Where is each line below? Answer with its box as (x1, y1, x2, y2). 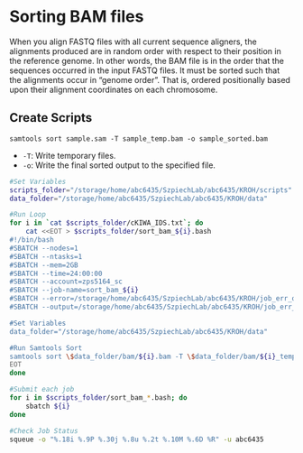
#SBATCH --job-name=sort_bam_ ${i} (9, 286, 140, 295)
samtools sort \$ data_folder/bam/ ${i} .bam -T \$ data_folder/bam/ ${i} (9, 352, 277, 361)
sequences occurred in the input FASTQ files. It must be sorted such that (9, 65, 280, 76)
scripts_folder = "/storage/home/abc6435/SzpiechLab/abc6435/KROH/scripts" (9, 185, 293, 195)
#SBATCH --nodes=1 (9, 244, 78, 253)
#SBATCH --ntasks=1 (9, 252, 83, 261)
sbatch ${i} (25, 402, 70, 411)
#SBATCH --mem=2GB (9, 260, 78, 270)
